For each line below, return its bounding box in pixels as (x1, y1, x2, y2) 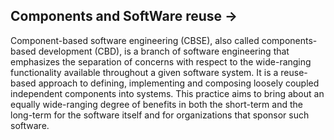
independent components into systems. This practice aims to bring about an (10, 87, 325, 99)
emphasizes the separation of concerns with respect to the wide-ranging (10, 55, 312, 68)
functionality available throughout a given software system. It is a (10, 66, 279, 78)
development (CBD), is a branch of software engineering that (38, 45, 290, 57)
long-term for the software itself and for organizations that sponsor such (10, 109, 310, 121)
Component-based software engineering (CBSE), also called (10, 34, 260, 46)
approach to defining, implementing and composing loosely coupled (38, 77, 320, 89)
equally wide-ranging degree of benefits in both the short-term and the (10, 98, 303, 110)
